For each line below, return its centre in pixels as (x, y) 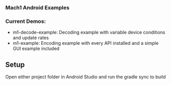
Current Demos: (26, 21)
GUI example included (36, 49)
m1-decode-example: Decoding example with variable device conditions (89, 33)
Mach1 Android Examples (37, 8)
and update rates (31, 38)
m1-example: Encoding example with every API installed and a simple (85, 43)
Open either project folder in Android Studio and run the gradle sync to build (86, 77)
